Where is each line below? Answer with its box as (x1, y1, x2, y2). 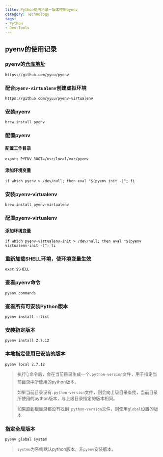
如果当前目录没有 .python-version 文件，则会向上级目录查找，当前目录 (17, 389, 158, 395)
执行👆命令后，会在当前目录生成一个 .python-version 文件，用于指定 (17, 371, 153, 377)
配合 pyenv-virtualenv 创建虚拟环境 (5, 85, 87, 91)
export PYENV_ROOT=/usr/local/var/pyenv (5, 156, 89, 161)
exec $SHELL (5, 267, 29, 272)
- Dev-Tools (5, 26, 29, 30)
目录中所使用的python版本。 (21, 379, 79, 385)
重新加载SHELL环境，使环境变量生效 (5, 256, 92, 262)
